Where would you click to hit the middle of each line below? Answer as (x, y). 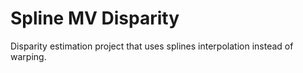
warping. (28, 56)
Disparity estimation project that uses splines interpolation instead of (152, 46)
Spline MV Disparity (95, 18)
